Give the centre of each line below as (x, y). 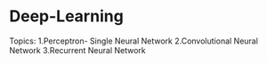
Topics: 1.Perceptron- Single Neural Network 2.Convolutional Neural (133, 41)
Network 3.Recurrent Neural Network (78, 50)
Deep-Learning (67, 16)
